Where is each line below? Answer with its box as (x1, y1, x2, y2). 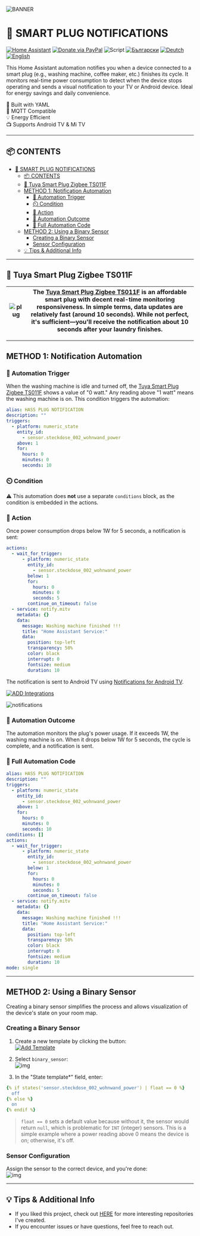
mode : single (6, 965, 39, 971)
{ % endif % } (6, 1107, 36, 1113)
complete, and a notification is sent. (6, 742, 94, 749)
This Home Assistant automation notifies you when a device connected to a (6, 64, 192, 71)
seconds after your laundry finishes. (57, 325, 162, 333)
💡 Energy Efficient (6, 113, 51, 120)
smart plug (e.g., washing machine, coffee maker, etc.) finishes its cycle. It (6, 70, 189, 78)
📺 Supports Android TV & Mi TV (6, 120, 86, 128)
